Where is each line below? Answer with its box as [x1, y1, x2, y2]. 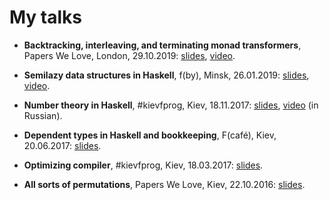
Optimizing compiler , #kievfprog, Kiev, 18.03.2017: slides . [23, 159, 264, 171]
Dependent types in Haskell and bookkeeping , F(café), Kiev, [23, 129, 277, 141]
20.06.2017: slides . [23, 139, 102, 151]
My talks [9, 6, 83, 29]
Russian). [23, 109, 63, 121]
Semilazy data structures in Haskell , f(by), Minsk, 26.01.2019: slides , [23, 69, 310, 81]
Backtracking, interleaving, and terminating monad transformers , [23, 39, 302, 51]
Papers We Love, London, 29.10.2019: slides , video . [23, 49, 236, 61]
